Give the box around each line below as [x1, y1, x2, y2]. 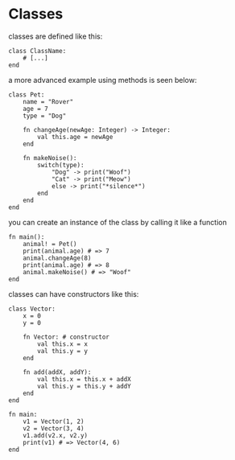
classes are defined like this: [8, 31, 103, 41]
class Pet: [8, 90, 45, 99]
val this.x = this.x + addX [37, 375, 131, 383]
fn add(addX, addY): [23, 368, 92, 376]
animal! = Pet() [23, 240, 78, 248]
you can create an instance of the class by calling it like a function [8, 217, 227, 227]
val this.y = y [37, 347, 89, 355]
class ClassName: [8, 47, 67, 55]
